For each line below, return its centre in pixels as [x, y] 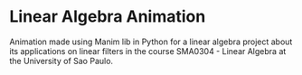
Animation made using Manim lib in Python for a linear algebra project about [151, 42]
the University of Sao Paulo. [61, 61]
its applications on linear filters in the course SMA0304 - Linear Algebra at [148, 51]
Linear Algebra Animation [108, 17]
